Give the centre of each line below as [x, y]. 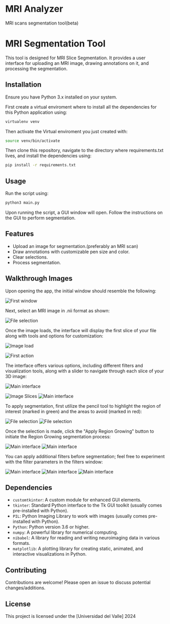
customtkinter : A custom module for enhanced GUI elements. [77, 500]
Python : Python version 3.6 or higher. [51, 527]
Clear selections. [30, 257]
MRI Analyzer [34, 9]
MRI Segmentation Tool [55, 44]
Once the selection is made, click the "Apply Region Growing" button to [80, 431]
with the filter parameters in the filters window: [54, 462]
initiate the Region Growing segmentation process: [58, 436]
